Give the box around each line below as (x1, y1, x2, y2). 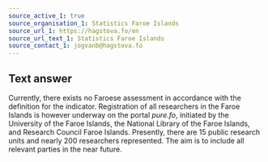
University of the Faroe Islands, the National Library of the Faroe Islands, (8, 118, 250, 128)
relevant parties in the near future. (8, 144, 123, 154)
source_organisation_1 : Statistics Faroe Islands (8, 19, 180, 27)
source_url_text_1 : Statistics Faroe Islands (8, 34, 164, 43)
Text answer (8, 72, 73, 85)
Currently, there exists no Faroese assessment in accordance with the (8, 93, 241, 102)
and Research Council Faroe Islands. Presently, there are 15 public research (8, 127, 261, 137)
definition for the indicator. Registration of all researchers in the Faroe (8, 102, 240, 111)
